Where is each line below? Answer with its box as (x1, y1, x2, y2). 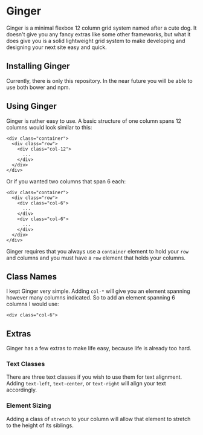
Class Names (6, 271, 57, 282)
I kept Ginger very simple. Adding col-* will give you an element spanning (6, 287, 190, 295)
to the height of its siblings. (6, 422, 74, 429)
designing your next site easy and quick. (6, 44, 107, 51)
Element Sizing (6, 401, 51, 410)
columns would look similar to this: (6, 123, 92, 131)
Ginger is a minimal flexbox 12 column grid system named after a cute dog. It (6, 24, 197, 31)
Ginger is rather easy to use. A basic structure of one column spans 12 (6, 117, 182, 125)
